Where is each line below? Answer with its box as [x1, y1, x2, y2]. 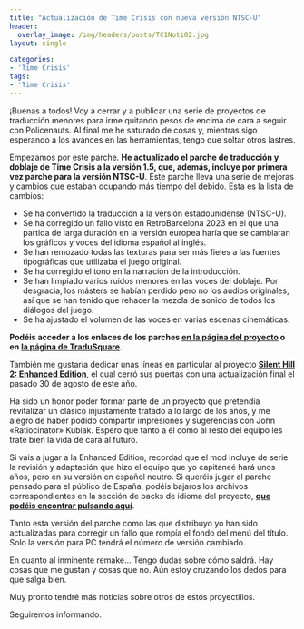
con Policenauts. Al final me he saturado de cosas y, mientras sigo [9, 124, 258, 135]
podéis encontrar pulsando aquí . [9, 500, 135, 511]
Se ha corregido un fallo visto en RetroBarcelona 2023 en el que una [22, 217, 279, 228]
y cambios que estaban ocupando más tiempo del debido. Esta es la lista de [9, 181, 294, 192]
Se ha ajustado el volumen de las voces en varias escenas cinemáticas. [22, 314, 290, 325]
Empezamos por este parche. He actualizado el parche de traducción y [9, 152, 279, 162]
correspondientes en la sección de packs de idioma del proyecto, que [9, 490, 271, 501]
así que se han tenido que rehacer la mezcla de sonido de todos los [22, 294, 276, 305]
